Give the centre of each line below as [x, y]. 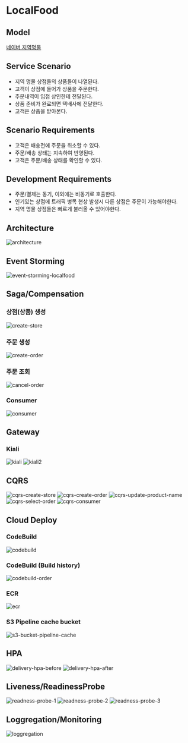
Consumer [22, 401]
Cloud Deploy [32, 520]
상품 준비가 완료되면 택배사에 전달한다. [59, 103]
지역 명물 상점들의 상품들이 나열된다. [57, 81]
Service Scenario [39, 66]
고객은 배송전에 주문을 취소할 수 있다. [58, 145]
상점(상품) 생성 [26, 312]
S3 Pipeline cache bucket [44, 622]
